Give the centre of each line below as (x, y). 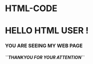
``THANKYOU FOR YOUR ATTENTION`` (45, 57)
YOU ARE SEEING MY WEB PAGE (44, 46)
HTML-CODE (31, 8)
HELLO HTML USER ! (47, 31)
